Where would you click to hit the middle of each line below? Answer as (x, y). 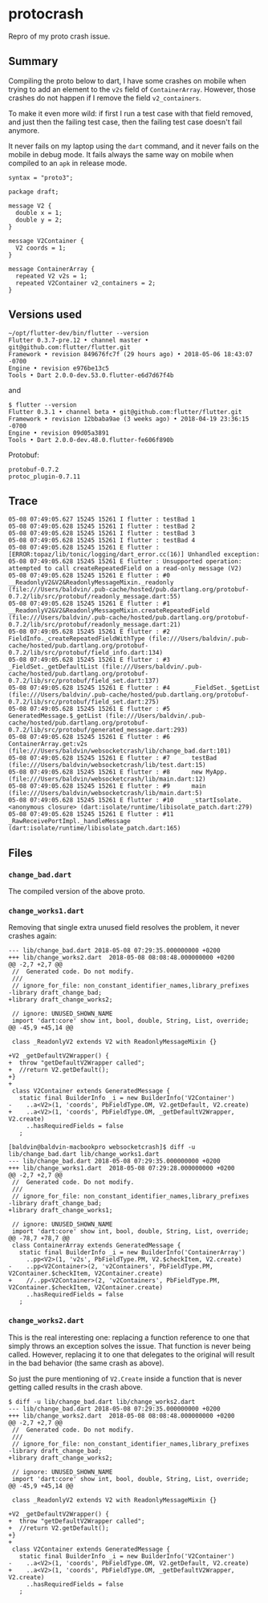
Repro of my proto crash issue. (59, 36)
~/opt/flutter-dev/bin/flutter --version (79, 333)
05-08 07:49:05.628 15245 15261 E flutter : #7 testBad (113, 758)
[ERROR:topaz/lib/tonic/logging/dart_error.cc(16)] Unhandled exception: (134, 554)
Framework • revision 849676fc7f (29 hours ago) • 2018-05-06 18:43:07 (130, 354)
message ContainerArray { (51, 269)
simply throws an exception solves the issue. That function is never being (130, 1345)
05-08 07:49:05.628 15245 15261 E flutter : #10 (91, 800)
